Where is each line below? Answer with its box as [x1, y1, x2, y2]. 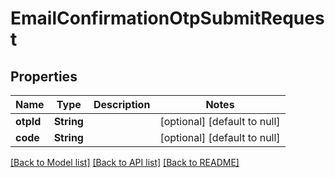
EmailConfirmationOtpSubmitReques [10, 7, 325, 30]
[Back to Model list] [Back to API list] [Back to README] [10, 157, 240, 168]
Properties [10, 68, 78, 85]
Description [93, 98, 151, 111]
